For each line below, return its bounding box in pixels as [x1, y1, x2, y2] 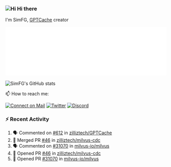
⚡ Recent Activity [5, 116, 50, 123]
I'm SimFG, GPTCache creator [5, 17, 69, 23]
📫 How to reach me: [5, 91, 49, 97]
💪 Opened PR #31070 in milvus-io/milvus [12, 155, 99, 161]
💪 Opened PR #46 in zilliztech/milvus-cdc [12, 150, 101, 156]
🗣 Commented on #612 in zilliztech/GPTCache [12, 130, 112, 136]
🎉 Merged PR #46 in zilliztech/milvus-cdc [12, 137, 101, 143]
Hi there [17, 5, 37, 12]
